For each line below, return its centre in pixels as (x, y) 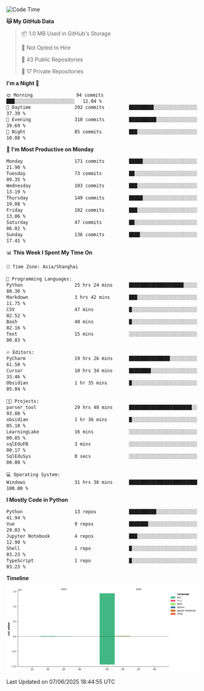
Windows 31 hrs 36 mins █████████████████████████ (102, 482)
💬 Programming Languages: (39, 279)
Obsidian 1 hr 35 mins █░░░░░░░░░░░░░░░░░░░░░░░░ (102, 383)
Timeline (18, 578)
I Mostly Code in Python (37, 500)
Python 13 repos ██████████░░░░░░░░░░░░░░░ (102, 512)
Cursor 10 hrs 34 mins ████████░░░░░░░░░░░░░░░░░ (102, 371)
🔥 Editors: (20, 352)
